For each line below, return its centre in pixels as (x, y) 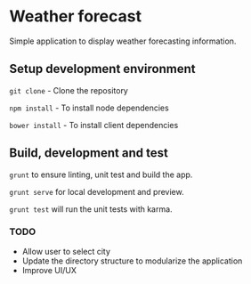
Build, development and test (89, 153)
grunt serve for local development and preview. (97, 191)
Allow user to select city (66, 251)
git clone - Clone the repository (69, 90)
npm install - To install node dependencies (89, 108)
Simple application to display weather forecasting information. (123, 41)
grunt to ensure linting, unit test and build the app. (101, 174)
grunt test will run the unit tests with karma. (91, 209)
